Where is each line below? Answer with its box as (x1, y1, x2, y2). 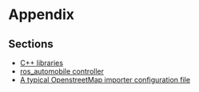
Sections (8, 37, 54, 51)
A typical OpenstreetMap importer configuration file (19, 75, 190, 84)
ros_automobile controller (19, 67, 104, 76)
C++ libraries (19, 58, 64, 67)
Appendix (8, 6, 74, 24)
